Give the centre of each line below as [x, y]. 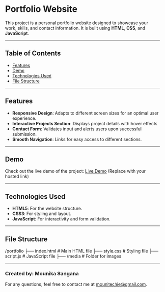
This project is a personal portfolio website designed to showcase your [77, 23]
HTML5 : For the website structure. [47, 209]
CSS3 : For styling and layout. [42, 214]
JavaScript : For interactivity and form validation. [61, 219]
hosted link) [17, 177]
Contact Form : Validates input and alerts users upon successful [77, 129]
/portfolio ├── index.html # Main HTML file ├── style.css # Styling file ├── [82, 251]
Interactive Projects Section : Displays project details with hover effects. [85, 123]
